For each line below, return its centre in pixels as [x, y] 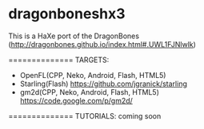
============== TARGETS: [59, 60]
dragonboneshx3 [67, 14]
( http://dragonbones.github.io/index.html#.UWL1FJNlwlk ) [102, 44]
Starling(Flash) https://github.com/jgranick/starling [104, 84]
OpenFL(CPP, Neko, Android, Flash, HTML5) [93, 75]
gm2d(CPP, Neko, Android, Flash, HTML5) [90, 92]
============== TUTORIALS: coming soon [85, 115]
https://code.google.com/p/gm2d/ [76, 100]
